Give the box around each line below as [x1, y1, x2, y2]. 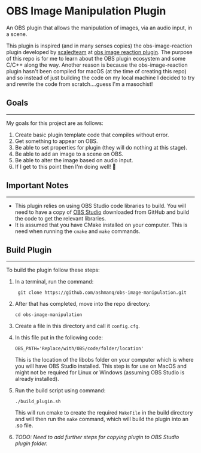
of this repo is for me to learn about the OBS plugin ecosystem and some [6, 55, 186, 62]
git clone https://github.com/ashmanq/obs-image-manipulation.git [17, 290, 187, 296]
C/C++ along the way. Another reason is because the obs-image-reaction [6, 61, 188, 68]
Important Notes [6, 180, 69, 190]
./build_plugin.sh [14, 398, 61, 405]
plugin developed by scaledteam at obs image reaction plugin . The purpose [6, 48, 193, 55]
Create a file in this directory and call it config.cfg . [14, 323, 141, 330]
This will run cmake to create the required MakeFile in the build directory [14, 409, 193, 416]
